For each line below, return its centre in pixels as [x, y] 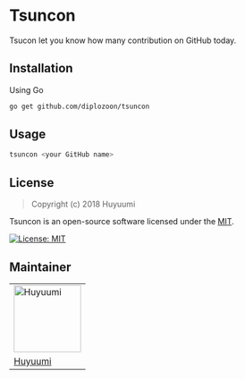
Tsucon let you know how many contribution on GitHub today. [123, 40]
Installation [41, 68]
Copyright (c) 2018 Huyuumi [83, 204]
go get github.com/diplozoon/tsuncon [80, 106]
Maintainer [40, 267]
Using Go [26, 89]
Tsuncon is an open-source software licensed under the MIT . [122, 222]
